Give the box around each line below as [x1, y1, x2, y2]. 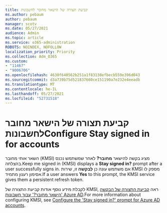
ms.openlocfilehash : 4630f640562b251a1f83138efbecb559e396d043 [5, 73, 140, 78]
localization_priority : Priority [5, 49, 75, 54]
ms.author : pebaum [5, 12, 44, 17]
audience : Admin [5, 31, 39, 36]
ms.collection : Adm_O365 [5, 54, 57, 59]
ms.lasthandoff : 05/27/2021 [5, 91, 64, 96]
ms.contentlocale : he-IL [5, 86, 57, 92]
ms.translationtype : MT [5, 82, 55, 87]
